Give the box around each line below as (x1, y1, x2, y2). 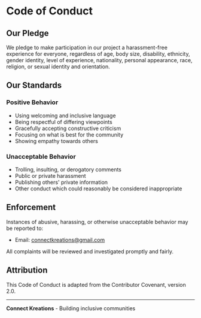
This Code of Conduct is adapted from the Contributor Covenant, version (6, 281, 187, 288)
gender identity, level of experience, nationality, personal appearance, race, (6, 57, 193, 63)
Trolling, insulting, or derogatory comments (14, 166, 121, 173)
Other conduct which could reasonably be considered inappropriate (14, 184, 182, 192)
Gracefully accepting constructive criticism (14, 125, 121, 132)
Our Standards (6, 80, 62, 90)
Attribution (6, 265, 48, 275)
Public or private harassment (14, 172, 86, 179)
